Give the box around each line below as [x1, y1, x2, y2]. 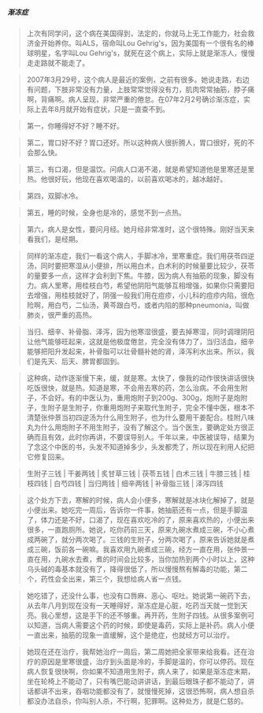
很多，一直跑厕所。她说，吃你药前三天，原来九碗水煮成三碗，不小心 [26, 525, 248, 534]
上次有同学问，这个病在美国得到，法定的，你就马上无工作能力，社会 [26, 28, 248, 38]
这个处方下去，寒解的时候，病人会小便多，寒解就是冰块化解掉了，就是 [26, 495, 255, 504]
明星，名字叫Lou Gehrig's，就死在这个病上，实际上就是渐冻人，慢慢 [33, 48, 255, 58]
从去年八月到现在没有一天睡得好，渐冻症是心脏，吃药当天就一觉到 [26, 600, 241, 610]
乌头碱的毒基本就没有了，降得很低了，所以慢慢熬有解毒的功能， [26, 564, 234, 574]
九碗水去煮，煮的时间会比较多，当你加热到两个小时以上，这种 [54, 554, 255, 563]
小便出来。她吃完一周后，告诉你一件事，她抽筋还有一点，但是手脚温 [26, 505, 248, 514]
